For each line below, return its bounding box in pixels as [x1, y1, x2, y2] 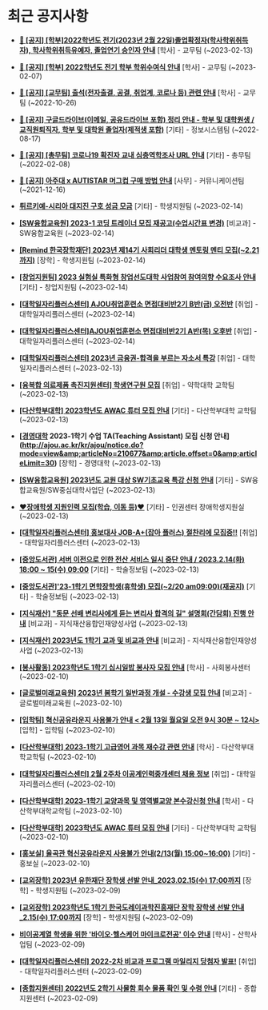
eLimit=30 [18, 457, 55, 468]
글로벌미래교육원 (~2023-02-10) [18, 697, 123, 708]
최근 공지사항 [7, 7, 89, 26]
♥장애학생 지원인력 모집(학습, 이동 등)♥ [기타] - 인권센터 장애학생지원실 [18, 501, 245, 512]
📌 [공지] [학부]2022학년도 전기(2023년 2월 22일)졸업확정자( [18, 35, 210, 45]
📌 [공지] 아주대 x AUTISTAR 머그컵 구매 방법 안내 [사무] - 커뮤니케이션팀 [18, 175, 245, 185]
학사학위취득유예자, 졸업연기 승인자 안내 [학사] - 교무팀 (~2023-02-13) [32, 45, 254, 54]
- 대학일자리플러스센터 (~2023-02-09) [18, 966, 142, 976]
